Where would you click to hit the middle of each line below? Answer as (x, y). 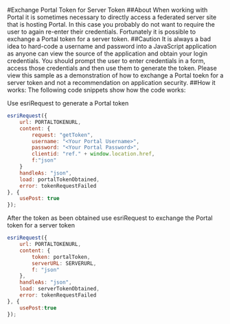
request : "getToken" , (63, 135)
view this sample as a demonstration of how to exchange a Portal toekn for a (115, 75)
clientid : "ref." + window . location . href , (93, 154)
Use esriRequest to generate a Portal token (68, 103)
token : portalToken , (61, 257)
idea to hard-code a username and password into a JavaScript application (112, 46)
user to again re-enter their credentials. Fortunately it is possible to (102, 32)
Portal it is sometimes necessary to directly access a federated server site (112, 17)
